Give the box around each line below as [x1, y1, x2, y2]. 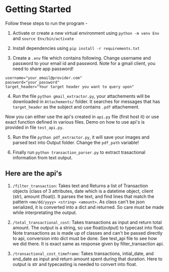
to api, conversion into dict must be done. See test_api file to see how [12, 235, 157, 241]
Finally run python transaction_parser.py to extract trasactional [12, 149, 146, 155]
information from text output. [12, 154, 73, 160]
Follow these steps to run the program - [5, 20, 88, 26]
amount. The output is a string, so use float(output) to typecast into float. [12, 225, 164, 231]
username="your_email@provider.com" [5, 75, 82, 80]
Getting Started [5, 4, 72, 15]
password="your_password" [5, 80, 60, 85]
